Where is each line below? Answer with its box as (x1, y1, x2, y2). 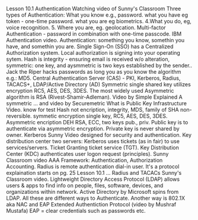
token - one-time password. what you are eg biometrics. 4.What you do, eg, (6, 18, 191, 24)
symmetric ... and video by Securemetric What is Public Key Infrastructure (6, 100, 187, 106)
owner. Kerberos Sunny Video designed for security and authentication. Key (6, 131, 191, 139)
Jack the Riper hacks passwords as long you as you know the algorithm (6, 68, 181, 75)
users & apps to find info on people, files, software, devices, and (6, 182, 164, 189)
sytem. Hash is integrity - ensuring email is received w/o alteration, (6, 56, 170, 62)
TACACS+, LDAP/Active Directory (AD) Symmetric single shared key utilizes (6, 81, 191, 88)
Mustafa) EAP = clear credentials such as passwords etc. (6, 208, 146, 214)
